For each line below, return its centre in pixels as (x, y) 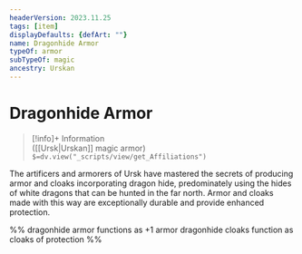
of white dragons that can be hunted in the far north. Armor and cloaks (141, 192)
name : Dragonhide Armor (54, 43)
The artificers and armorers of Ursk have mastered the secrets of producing (151, 173)
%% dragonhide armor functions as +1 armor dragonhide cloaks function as (151, 230)
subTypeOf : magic (42, 60)
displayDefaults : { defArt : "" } (68, 34)
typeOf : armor (36, 52)
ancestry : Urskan (42, 69)
